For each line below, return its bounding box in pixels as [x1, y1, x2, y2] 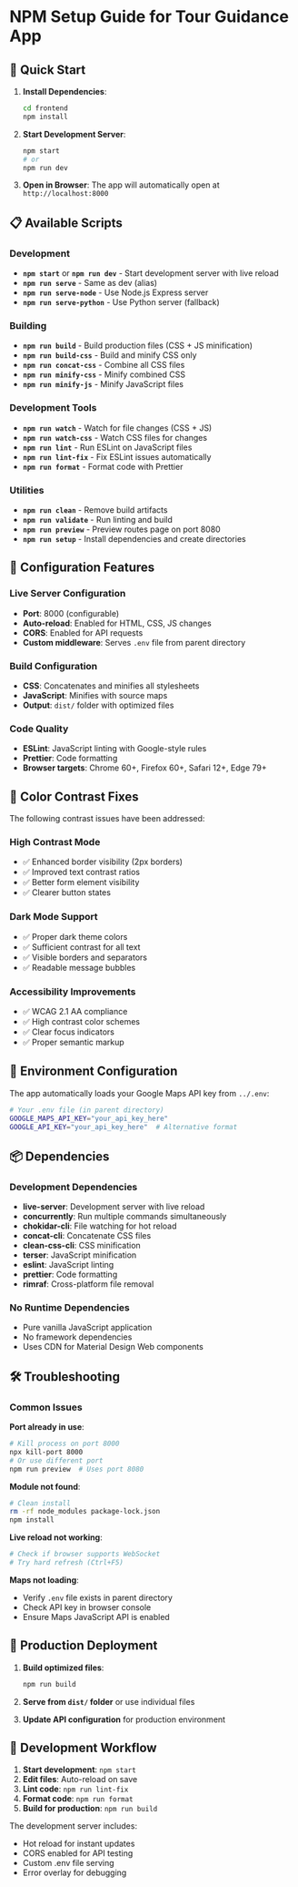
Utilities [9, 484, 45, 496]
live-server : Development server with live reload [22, 1201, 205, 1212]
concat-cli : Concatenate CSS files [22, 1230, 152, 1241]
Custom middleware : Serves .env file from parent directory [22, 637, 246, 648]
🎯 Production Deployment [9, 1637, 158, 1654]
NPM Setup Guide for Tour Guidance [9, 6, 289, 27]
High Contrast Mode [9, 835, 101, 848]
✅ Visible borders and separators [22, 952, 148, 963]
